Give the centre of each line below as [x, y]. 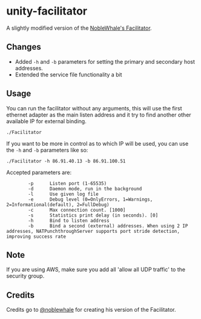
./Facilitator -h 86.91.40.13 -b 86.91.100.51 [66, 161]
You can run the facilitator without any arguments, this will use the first [94, 108]
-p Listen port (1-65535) [68, 183]
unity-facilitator [47, 11]
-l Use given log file [63, 194]
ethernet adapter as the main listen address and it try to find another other [99, 115]
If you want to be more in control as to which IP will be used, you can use [97, 143]
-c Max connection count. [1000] [77, 210]
